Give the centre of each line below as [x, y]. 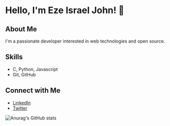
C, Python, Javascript [35, 69]
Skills [14, 57]
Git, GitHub [24, 74]
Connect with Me [33, 91]
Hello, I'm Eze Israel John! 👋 [65, 10]
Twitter [20, 108]
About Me [21, 29]
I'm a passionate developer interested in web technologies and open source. [85, 41]
